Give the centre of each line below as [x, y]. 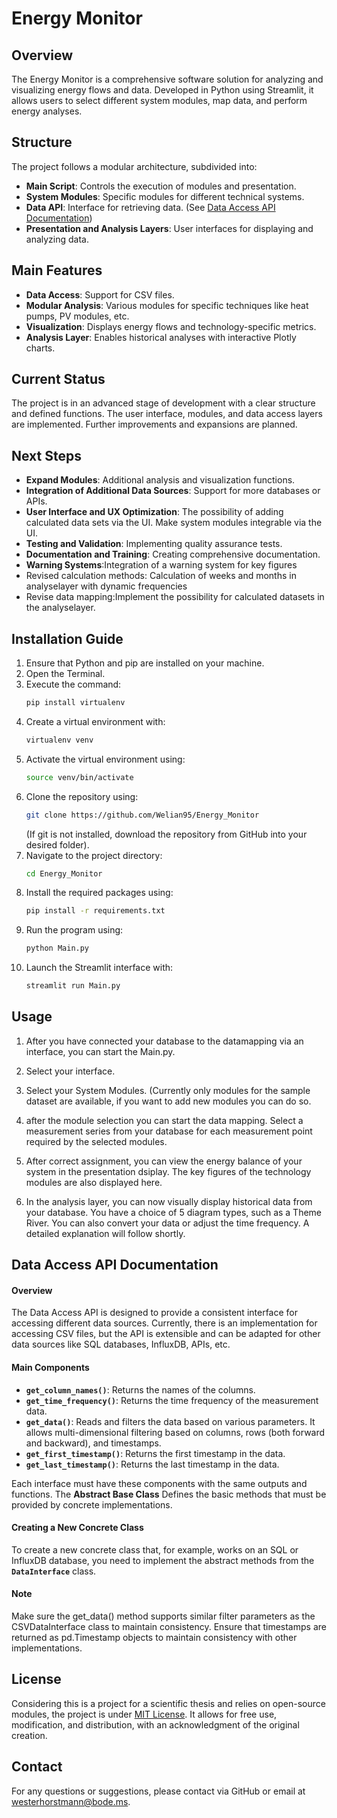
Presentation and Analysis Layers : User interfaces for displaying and [169, 228]
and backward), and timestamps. [93, 1443]
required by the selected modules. [96, 1141]
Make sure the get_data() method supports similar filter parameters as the [163, 1616]
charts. [40, 348]
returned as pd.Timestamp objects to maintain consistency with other [154, 1638]
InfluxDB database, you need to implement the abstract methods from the [163, 1560]
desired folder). [57, 844]
